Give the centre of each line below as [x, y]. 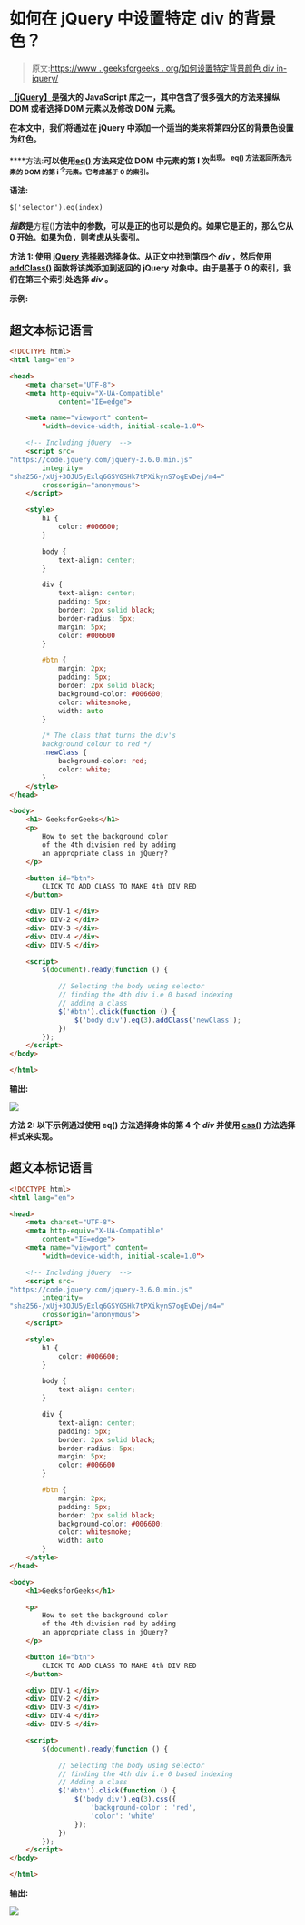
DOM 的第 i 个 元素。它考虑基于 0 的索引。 [89, 172]
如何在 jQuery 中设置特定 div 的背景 [143, 19]
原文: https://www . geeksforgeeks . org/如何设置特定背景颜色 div [153, 68]
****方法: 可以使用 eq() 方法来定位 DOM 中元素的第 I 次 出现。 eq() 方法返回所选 [148, 160]
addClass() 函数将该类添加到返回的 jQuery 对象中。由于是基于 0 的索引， [147, 268]
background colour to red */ [97, 744]
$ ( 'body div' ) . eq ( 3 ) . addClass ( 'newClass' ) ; [158, 1020]
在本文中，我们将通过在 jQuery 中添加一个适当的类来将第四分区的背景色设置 [152, 127]
